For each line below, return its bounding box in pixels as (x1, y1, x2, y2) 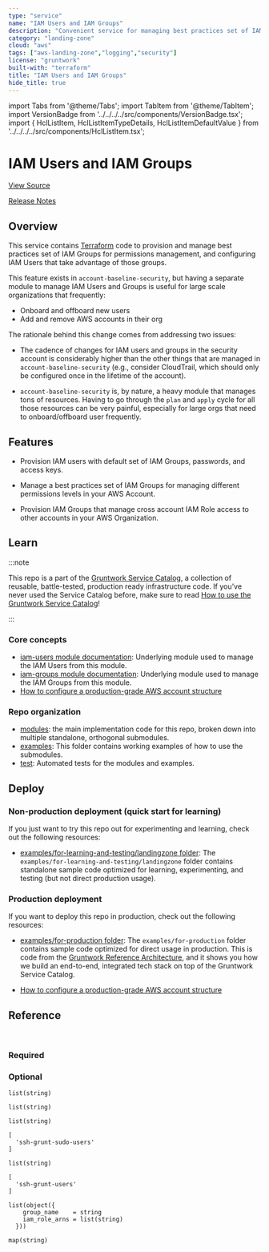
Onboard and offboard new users (19, 306, 130, 316)
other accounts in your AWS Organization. (19, 513, 159, 523)
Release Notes (8, 196, 56, 206)
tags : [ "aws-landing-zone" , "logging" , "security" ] (8, 49, 178, 57)
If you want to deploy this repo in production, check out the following (8, 912, 236, 921)
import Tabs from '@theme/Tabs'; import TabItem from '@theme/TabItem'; (8, 101, 255, 111)
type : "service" (8, 11, 62, 20)
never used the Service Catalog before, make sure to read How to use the (8, 590, 251, 599)
